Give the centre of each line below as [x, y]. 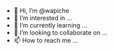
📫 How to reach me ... [46, 40]
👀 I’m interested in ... [43, 18]
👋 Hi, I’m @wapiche [41, 11]
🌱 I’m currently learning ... [50, 25]
